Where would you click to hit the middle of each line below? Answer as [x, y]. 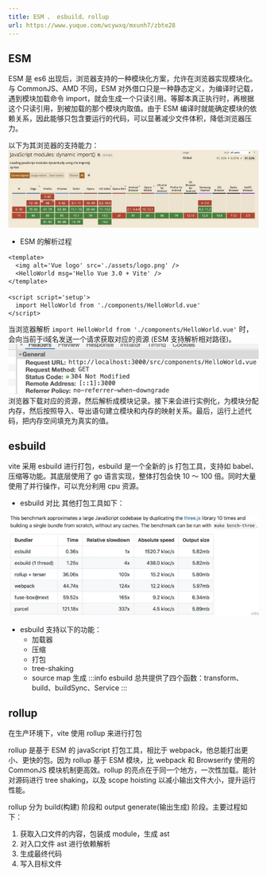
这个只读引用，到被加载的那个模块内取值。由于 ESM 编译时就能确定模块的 [129, 108]
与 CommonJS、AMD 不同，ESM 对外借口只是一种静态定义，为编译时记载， [133, 88]
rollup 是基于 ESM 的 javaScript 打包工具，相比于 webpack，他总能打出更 [128, 750]
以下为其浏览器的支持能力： [54, 145]
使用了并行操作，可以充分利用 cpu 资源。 [75, 486]
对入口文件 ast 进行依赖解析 [65, 844]
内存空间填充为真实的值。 [71, 420]
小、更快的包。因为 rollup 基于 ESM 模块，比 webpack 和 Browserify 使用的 [132, 760]
